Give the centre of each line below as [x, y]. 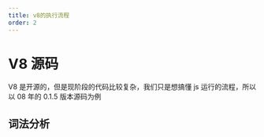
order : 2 [22, 23]
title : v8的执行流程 [39, 15]
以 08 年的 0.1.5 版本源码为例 [55, 97]
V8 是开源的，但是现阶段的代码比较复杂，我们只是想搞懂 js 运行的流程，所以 [132, 87]
